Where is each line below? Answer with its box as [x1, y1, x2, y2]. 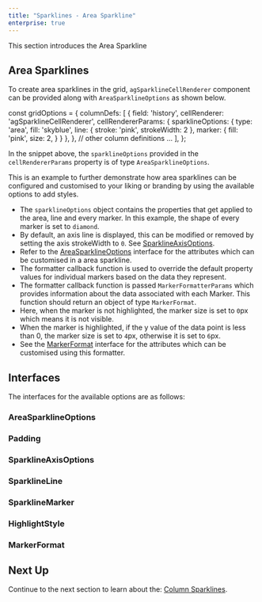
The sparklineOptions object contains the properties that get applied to [19, 205, 253, 215]
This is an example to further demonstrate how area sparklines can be [8, 173, 237, 182]
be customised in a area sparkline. [19, 255, 132, 265]
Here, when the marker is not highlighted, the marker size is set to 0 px [19, 306, 249, 315]
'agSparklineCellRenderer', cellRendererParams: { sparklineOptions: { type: [8, 116, 253, 127]
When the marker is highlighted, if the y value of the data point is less [19, 322, 246, 333]
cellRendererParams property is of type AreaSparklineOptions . [8, 158, 210, 167]
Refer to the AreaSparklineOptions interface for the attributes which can [19, 247, 255, 257]
